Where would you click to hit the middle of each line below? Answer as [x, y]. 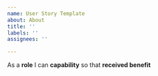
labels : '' [23, 33]
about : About [26, 20]
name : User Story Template [46, 13]
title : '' [21, 26]
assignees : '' [28, 39]
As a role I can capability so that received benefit [79, 65]
